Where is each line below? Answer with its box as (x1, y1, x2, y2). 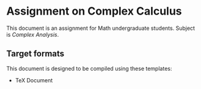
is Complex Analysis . (6, 30, 59, 38)
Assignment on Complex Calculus (6, 4, 182, 18)
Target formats (6, 49, 65, 59)
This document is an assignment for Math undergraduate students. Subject (6, 24, 196, 32)
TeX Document (15, 76, 53, 84)
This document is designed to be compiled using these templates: (6, 65, 172, 72)
